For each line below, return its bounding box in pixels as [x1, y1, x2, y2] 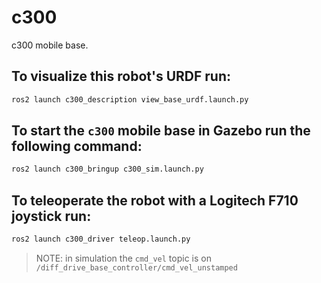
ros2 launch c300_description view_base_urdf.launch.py [11, 94, 249, 105]
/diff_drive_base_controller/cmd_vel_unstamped [35, 263, 238, 273]
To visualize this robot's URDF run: [11, 68, 232, 85]
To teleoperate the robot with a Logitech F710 [11, 192, 299, 209]
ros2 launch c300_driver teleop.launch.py [11, 234, 191, 245]
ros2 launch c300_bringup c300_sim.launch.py [11, 164, 204, 175]
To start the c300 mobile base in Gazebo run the [11, 122, 311, 140]
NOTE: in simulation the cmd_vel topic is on [35, 252, 212, 264]
